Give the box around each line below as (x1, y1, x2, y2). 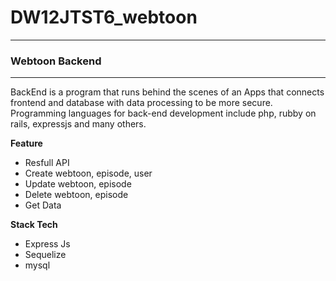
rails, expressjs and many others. (10, 118, 147, 130)
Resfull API (24, 157, 70, 169)
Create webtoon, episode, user (24, 167, 153, 180)
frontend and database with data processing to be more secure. (10, 97, 273, 109)
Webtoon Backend (10, 54, 102, 68)
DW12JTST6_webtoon (10, 6, 198, 29)
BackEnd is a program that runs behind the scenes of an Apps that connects (10, 86, 325, 98)
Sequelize (24, 249, 67, 261)
